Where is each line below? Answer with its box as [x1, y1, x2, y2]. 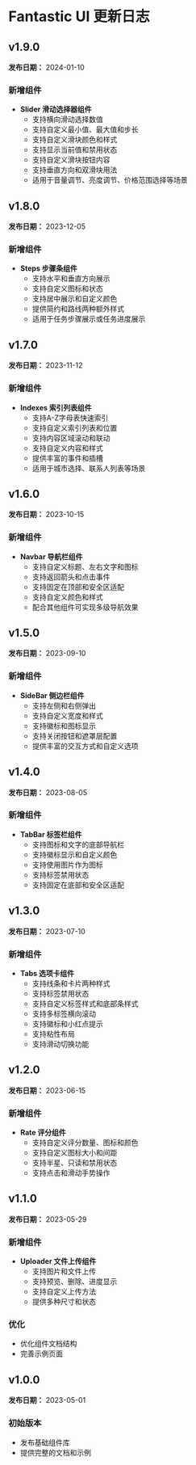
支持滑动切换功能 [31, 1039, 90, 1049]
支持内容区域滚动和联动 [31, 433, 111, 443]
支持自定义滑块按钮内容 [31, 155, 111, 165]
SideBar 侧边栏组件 [19, 690, 85, 700]
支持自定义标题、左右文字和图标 [31, 562, 139, 571]
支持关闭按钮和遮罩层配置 [31, 730, 118, 740]
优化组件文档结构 [19, 1339, 77, 1349]
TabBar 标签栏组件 [19, 829, 82, 839]
